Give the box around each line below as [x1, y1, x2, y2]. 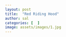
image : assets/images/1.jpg [5, 25, 62, 30]
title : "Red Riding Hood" [5, 12, 59, 16]
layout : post [5, 7, 31, 12]
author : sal [5, 16, 29, 21]
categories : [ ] [5, 20, 40, 25]
